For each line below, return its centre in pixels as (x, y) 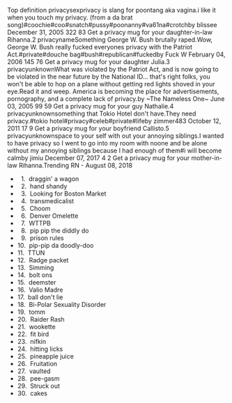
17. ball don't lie (40, 297)
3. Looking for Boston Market (63, 193)
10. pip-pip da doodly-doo (55, 245)
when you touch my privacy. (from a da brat (70, 17)
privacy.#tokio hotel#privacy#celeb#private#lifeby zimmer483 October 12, (114, 121)
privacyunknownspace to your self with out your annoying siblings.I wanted (116, 136)
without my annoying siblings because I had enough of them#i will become (115, 150)
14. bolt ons (35, 275)
